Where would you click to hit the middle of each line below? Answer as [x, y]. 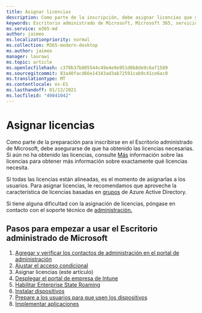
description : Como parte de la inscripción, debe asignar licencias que [99, 17]
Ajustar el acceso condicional [51, 266]
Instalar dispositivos [40, 291]
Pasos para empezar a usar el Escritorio [82, 229]
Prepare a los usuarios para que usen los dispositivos [81, 297]
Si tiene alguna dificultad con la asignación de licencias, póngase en [91, 203]
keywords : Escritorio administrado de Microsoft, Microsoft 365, [90, 23]
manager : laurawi [28, 56]
